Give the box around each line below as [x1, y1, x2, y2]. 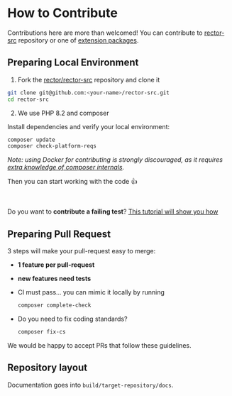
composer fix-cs [17, 328, 66, 335]
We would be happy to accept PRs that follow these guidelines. [7, 341, 192, 349]
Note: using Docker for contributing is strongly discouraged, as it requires [7, 155, 223, 164]
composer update [7, 136, 55, 143]
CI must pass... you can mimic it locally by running [17, 288, 165, 297]
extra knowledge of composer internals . [7, 163, 125, 172]
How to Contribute [7, 5, 118, 21]
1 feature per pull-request [17, 260, 95, 269]
